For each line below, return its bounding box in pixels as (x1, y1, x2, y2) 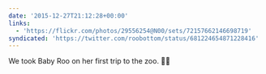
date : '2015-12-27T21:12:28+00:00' (8, 11, 129, 20)
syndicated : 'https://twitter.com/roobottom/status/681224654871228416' (8, 34, 260, 43)
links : (8, 19, 31, 27)
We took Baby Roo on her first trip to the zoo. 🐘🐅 (8, 56, 170, 66)
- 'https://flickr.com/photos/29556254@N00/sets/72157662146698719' (15, 27, 252, 35)
